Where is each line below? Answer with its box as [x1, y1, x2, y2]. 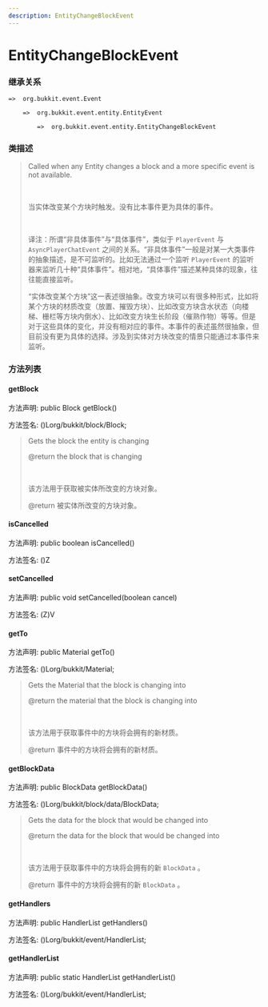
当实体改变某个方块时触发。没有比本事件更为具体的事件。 [27, 202, 218, 212]
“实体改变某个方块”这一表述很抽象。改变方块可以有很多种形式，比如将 [27, 291, 259, 301]
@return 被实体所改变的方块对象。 [27, 500, 142, 510]
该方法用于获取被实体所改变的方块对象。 [27, 483, 162, 493]
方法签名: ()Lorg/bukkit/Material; [8, 664, 114, 674]
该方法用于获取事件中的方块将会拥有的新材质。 [27, 728, 182, 737]
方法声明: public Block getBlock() [8, 403, 118, 412]
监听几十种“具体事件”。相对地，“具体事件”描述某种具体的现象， [42, 265, 251, 275]
